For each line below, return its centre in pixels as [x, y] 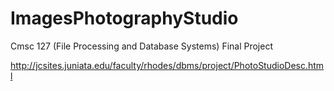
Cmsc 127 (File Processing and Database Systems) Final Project [141, 46]
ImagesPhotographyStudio [124, 18]
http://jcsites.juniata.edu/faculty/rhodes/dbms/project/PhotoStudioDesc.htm [167, 65]
